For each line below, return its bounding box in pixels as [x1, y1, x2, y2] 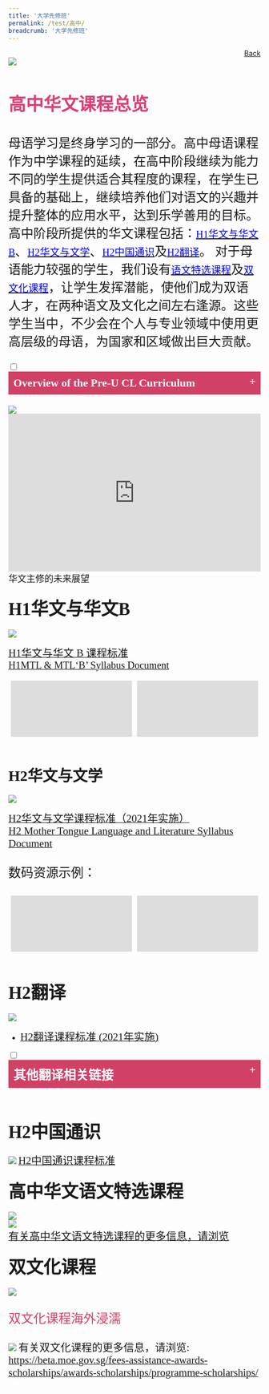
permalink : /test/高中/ [8, 19, 86, 27]
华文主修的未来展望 [8, 574, 90, 585]
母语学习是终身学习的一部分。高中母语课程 [8, 136, 259, 151]
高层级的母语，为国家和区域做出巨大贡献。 [8, 334, 259, 350]
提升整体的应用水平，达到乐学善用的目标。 [8, 208, 259, 223]
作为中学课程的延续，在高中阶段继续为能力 [8, 154, 259, 169]
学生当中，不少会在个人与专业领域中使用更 [8, 317, 259, 331]
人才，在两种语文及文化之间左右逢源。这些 [8, 298, 259, 313]
